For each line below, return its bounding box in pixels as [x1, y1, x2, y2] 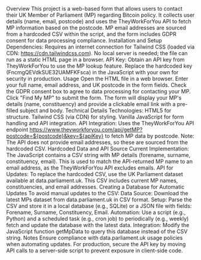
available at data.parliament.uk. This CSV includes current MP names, [6, 177, 178, 184]
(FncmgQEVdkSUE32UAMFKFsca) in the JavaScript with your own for [6, 69, 179, 75]
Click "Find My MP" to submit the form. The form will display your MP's [6, 94, 182, 101]
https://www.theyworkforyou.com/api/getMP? [29, 126, 143, 133]
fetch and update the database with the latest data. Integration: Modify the [6, 222, 190, 228]
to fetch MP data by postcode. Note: [105, 132, 194, 140]
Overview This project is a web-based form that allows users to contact [6, 5, 182, 12]
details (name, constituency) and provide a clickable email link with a [6, 101, 176, 107]
